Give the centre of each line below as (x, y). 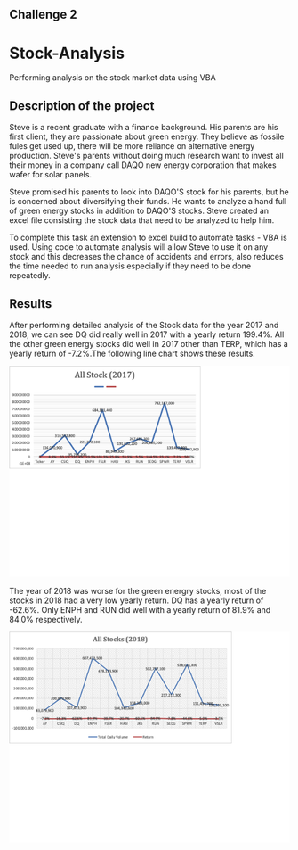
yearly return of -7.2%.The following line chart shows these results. (132, 353)
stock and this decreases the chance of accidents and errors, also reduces (146, 257)
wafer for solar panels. (50, 175)
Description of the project (82, 106)
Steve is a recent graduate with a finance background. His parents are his (144, 128)
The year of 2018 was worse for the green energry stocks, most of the (138, 590)
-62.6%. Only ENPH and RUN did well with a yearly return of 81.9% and (140, 609)
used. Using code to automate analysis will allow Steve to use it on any (139, 247)
